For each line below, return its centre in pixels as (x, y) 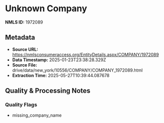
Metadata (20, 37)
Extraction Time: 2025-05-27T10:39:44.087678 (61, 75)
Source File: (25, 65)
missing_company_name (37, 115)
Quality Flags (21, 105)
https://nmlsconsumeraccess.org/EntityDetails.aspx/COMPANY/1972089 (85, 54)
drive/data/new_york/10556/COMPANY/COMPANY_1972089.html (77, 70)
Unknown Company (46, 9)
